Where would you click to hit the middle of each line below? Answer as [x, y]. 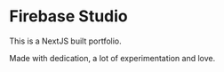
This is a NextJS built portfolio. [65, 41]
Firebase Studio [69, 16]
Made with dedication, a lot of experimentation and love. [112, 58]
